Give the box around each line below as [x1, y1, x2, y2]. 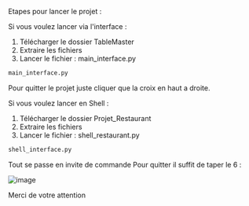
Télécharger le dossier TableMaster [19, 37, 135, 46]
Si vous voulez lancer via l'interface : [8, 22, 127, 31]
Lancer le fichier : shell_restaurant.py [19, 130, 140, 140]
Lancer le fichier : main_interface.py [19, 54, 136, 63]
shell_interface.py [8, 145, 72, 153]
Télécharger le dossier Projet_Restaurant [19, 113, 152, 123]
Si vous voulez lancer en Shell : [8, 98, 109, 108]
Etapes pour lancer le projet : [8, 7, 102, 16]
